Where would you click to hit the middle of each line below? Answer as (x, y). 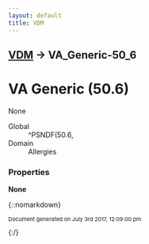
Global (19, 126)
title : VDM (26, 23)
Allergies (42, 151)
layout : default (35, 15)
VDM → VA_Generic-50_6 (73, 55)
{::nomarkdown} (35, 205)
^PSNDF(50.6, (51, 135)
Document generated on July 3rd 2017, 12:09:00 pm (75, 219)
